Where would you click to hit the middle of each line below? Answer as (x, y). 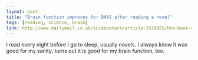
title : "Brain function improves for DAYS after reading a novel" (89, 17)
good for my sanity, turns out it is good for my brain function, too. (85, 51)
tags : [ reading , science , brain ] (47, 22)
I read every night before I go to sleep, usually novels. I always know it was (97, 45)
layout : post (22, 11)
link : (13, 28)
